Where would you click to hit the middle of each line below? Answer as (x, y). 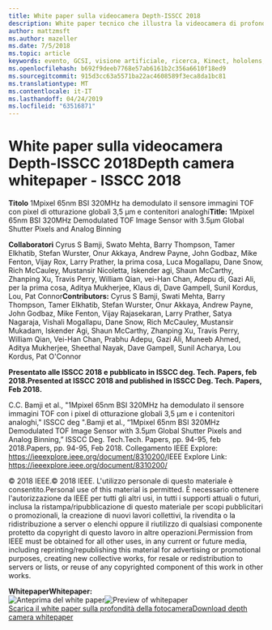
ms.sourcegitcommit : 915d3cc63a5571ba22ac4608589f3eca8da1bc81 (117, 76)
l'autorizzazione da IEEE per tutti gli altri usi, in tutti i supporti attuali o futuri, (135, 498)
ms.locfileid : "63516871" (52, 106)
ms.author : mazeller (43, 38)
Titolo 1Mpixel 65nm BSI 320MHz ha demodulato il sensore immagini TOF (131, 203)
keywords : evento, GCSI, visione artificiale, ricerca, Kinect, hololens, (137, 62)
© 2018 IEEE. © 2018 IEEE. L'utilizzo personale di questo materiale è (121, 481)
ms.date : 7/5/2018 (39, 46)
